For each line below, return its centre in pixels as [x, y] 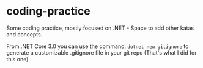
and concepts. [24, 34]
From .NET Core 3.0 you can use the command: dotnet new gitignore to [98, 46]
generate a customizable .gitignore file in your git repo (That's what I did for [102, 52]
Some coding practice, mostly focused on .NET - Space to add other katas [100, 28]
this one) [17, 59]
